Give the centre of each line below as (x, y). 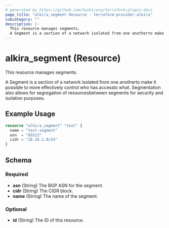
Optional (16, 209)
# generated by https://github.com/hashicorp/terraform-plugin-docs (79, 10)
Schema (18, 160)
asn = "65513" (26, 135)
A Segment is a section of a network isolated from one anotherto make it (81, 82)
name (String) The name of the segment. (55, 196)
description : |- (22, 24)
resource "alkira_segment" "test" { (44, 126)
